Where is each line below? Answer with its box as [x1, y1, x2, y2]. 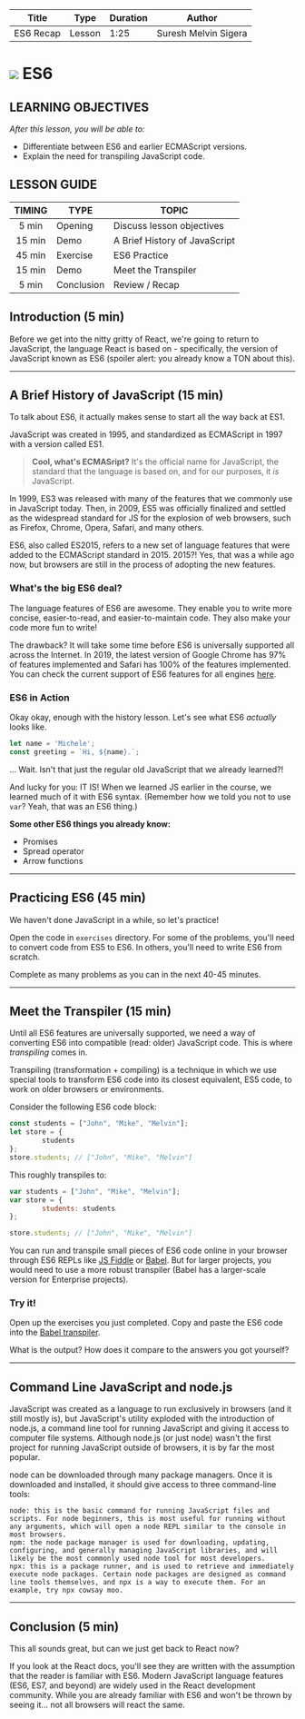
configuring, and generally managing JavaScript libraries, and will [9, 1546, 279, 1555]
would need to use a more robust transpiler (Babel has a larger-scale [9, 1265, 266, 1276]
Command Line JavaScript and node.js [9, 1379, 233, 1395]
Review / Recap [113, 278, 180, 291]
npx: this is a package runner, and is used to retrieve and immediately [9, 1562, 295, 1571]
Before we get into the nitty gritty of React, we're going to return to [9, 333, 260, 344]
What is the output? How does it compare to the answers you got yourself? [9, 1345, 290, 1356]
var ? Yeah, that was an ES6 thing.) [9, 800, 138, 811]
